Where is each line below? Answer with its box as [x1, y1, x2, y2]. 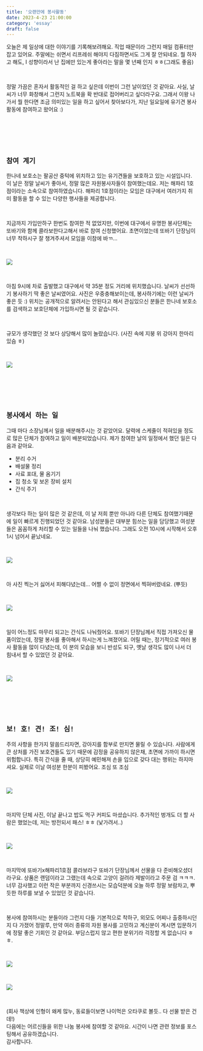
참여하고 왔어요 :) [22, 106, 64, 113]
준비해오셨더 [163, 866, 193, 874]
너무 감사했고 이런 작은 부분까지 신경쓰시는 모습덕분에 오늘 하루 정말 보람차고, [6, 881, 189, 889]
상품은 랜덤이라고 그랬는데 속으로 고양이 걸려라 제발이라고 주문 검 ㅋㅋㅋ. [24, 874, 196, 881]
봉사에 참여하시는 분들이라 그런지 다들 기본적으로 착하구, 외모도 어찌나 [6, 914, 171, 921]
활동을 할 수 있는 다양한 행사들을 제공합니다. [12, 195, 116, 202]
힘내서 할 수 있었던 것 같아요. [6, 651, 75, 658]
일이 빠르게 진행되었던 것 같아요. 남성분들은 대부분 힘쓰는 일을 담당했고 [12, 517, 179, 525]
